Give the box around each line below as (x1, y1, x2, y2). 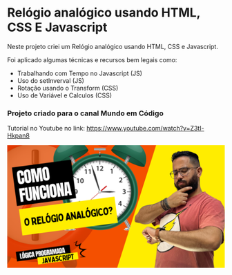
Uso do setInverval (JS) (17, 76, 85, 84)
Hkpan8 (7, 131, 30, 140)
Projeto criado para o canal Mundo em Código (7, 108, 164, 118)
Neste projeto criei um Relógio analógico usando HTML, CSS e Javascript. (7, 42, 219, 50)
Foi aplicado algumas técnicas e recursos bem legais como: (7, 55, 177, 64)
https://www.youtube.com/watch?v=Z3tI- (86, 124, 205, 133)
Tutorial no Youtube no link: (7, 124, 85, 133)
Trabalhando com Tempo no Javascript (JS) (17, 69, 143, 77)
